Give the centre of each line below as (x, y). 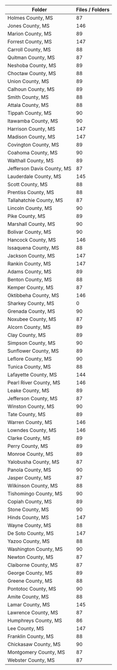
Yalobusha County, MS (33, 462)
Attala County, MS (28, 105)
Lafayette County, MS (32, 375)
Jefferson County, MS (33, 398)
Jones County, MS (29, 26)
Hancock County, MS (32, 240)
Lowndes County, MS (32, 430)
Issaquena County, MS (33, 248)
